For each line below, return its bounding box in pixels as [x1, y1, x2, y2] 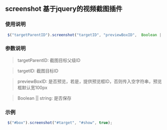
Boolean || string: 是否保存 [17, 95, 72, 101]
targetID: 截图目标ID [17, 67, 59, 73]
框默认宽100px [17, 84, 48, 90]
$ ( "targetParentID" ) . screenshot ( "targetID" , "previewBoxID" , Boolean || [7, 32, 164, 37]
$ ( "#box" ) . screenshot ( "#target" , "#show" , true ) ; [7, 121, 113, 126]
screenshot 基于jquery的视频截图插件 [5, 4, 123, 13]
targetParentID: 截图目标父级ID [17, 57, 81, 63]
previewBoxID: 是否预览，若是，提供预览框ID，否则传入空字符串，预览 [17, 78, 162, 84]
